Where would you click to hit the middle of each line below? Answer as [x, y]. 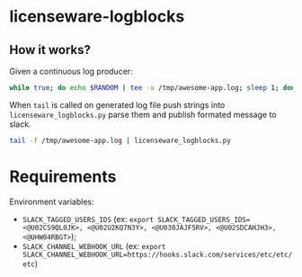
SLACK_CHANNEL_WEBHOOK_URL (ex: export [94, 246]
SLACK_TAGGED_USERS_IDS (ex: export [88, 219]
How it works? [50, 50]
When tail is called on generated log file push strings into [117, 104]
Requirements [63, 176]
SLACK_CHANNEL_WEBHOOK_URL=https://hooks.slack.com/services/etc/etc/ [157, 255]
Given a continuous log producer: [71, 71]
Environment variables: [52, 201]
